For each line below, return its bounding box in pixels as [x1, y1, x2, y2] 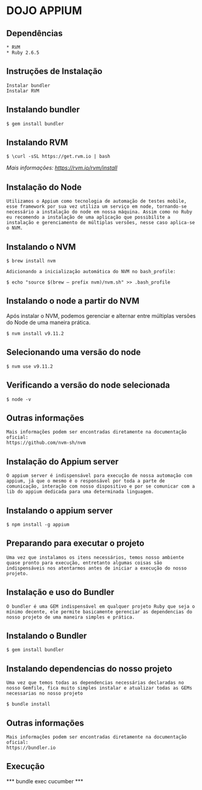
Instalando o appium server [6, 505, 113, 516]
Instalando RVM [6, 137, 68, 148]
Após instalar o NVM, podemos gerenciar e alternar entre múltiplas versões [6, 312, 197, 319]
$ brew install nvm [6, 258, 56, 264]
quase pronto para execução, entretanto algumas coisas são [6, 560, 163, 566]
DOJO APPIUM [6, 4, 82, 18]
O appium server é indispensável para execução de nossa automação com [6, 473, 192, 479]
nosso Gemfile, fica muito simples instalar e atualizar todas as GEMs [6, 685, 192, 691]
